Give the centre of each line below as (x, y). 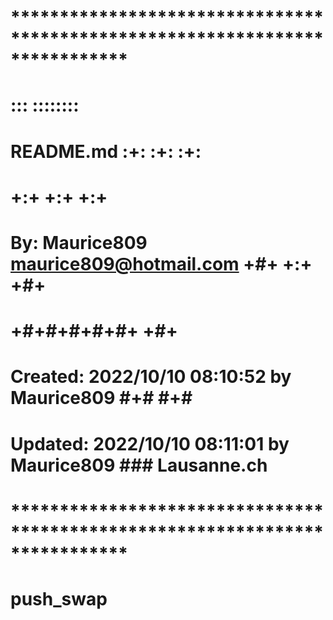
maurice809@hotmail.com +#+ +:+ (161, 263)
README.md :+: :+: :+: (106, 151)
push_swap (59, 598)
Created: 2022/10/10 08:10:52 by (151, 377)
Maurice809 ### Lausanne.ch (139, 465)
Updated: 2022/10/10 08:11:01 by (150, 443)
